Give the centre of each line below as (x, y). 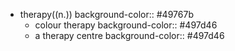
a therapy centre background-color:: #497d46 (129, 35)
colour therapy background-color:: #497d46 (126, 25)
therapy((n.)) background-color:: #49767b (106, 14)
